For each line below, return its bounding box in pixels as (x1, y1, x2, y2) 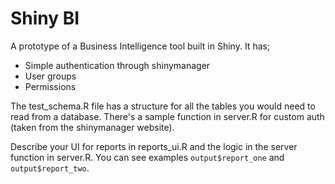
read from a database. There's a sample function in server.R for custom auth (10, 110, 325, 122)
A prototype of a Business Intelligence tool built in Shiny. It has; (10, 40, 271, 52)
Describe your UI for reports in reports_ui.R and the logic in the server (10, 140, 298, 152)
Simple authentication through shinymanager (24, 59, 211, 71)
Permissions (24, 80, 77, 92)
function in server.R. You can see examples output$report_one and (10, 151, 285, 163)
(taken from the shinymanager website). (10, 121, 175, 133)
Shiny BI (10, 7, 80, 30)
